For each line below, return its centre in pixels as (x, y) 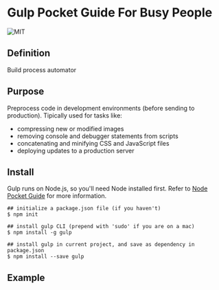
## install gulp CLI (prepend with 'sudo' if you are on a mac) (101, 227)
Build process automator (42, 69)
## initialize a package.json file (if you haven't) (84, 209)
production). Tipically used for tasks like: (65, 115)
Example (26, 277)
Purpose (26, 92)
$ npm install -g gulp (39, 233)
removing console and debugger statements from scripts (97, 136)
